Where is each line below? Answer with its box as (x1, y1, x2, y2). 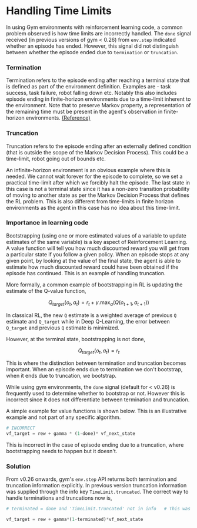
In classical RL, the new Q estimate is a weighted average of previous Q (6, 311, 177, 319)
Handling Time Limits (6, 4, 112, 18)
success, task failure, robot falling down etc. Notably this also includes (6, 90, 178, 97)
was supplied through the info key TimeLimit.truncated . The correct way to (6, 488, 189, 496)
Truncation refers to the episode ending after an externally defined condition (6, 143, 192, 150)
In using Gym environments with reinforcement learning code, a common (6, 24, 183, 31)
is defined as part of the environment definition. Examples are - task (6, 83, 171, 90)
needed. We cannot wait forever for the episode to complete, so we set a (6, 173, 183, 180)
